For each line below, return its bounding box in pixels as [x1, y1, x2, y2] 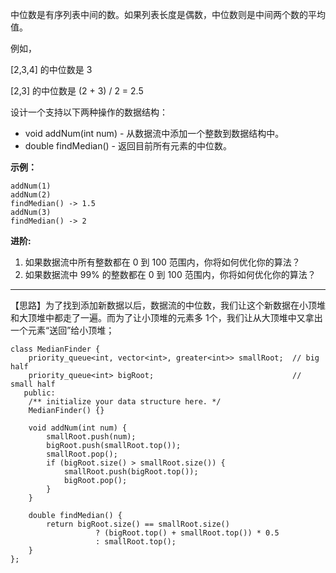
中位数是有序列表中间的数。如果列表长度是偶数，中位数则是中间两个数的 [10, 9, 308, 20]
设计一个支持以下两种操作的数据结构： [10, 106, 168, 118]
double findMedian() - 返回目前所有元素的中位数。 [24, 140, 232, 152]
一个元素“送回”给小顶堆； [10, 324, 115, 336]
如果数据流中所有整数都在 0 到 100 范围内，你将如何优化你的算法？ [24, 256, 301, 268]
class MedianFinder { [10, 344, 101, 354]
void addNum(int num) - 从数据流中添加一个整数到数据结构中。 [24, 128, 285, 139]
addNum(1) [10, 181, 52, 191]
